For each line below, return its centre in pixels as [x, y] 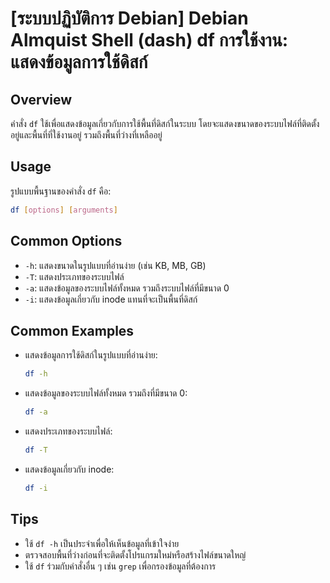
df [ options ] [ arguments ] [64, 210]
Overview [41, 99]
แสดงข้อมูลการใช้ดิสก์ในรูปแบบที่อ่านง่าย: [91, 355]
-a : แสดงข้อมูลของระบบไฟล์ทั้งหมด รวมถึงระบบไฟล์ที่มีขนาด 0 [127, 288]
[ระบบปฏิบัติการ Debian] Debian [129, 18]
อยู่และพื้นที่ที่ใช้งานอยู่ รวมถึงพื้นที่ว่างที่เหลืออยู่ [86, 135]
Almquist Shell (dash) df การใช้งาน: [149, 40]
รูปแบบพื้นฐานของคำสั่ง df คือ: [61, 191]
